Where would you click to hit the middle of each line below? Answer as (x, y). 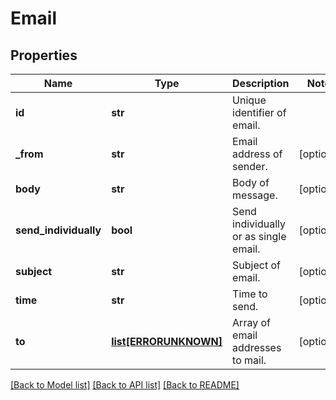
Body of (251, 182)
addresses (257, 347)
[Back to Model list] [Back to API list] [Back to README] (125, 385)
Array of (251, 322)
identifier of (259, 112)
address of (257, 154)
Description (261, 83)
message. (255, 195)
